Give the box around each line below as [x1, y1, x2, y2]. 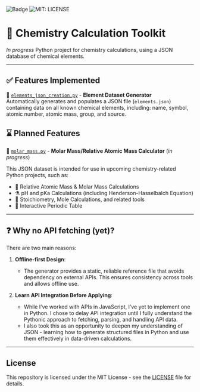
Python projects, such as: [6, 171, 69, 178]
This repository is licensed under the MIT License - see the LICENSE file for [6, 374, 192, 381]
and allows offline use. [23, 280, 79, 288]
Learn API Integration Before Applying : [14, 292, 113, 299]
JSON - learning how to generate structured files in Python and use [23, 329, 189, 336]
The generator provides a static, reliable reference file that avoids [23, 267, 185, 274]
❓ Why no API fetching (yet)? [6, 226, 115, 236]
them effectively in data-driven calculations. [23, 335, 132, 342]
